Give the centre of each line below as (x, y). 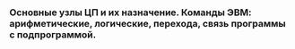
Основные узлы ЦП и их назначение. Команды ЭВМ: (130, 12)
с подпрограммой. (53, 35)
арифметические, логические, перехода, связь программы (148, 23)
